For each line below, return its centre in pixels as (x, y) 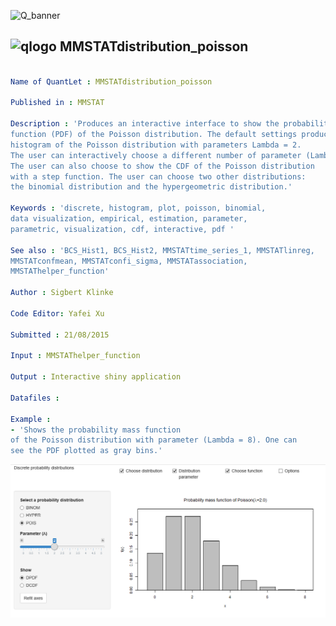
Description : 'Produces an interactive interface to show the (145, 124)
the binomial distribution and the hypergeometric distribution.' (151, 187)
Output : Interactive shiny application (96, 377)
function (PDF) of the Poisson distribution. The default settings (154, 135)
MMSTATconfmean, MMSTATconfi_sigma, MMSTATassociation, (129, 261)
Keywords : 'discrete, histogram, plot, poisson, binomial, (138, 208)
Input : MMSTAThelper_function (75, 356)
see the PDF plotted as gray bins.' (86, 451)
